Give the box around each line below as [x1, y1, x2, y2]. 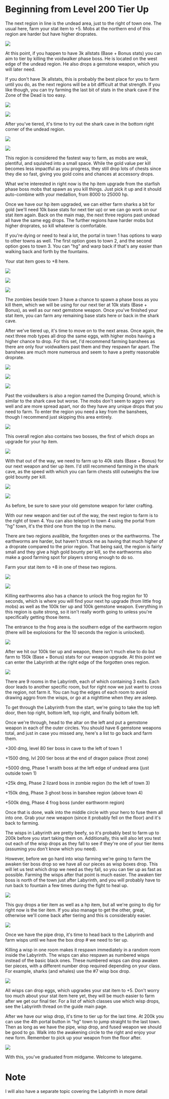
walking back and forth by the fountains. [5, 248, 89, 254]
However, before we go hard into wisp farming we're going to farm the [5, 855, 151, 861]
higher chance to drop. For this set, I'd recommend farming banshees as [5, 338, 155, 344]
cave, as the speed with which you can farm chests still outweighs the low [5, 468, 159, 475]
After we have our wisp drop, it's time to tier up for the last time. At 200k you [5, 1013, 164, 1019]
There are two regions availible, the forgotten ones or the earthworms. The [5, 533, 160, 539]
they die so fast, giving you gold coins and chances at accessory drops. [5, 170, 154, 177]
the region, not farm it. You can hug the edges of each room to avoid [5, 689, 147, 695]
